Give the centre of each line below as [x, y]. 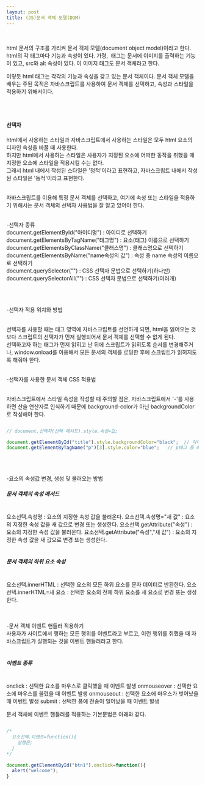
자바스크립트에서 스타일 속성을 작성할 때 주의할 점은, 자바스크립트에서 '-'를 [95, 399]
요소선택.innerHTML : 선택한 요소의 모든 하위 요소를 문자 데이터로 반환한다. [96, 585]
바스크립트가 [21, 641]
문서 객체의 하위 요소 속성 [36, 562]
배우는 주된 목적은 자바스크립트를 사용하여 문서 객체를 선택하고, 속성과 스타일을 [100, 84]
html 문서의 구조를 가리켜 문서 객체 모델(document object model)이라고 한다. [99, 48]
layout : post [23, 12]
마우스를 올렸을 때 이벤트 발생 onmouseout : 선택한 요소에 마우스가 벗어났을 [108, 694]
